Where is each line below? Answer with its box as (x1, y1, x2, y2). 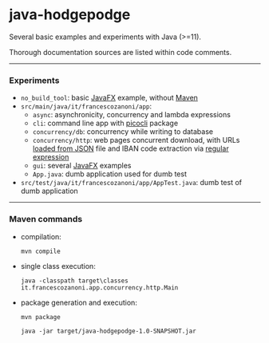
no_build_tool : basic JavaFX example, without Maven (20, 93, 199, 103)
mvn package (20, 313, 61, 321)
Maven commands (9, 214, 83, 225)
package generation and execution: (20, 298, 138, 307)
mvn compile (20, 247, 61, 255)
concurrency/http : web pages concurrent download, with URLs (32, 136, 240, 145)
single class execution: (20, 261, 97, 270)
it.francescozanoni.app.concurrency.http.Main (20, 283, 179, 292)
